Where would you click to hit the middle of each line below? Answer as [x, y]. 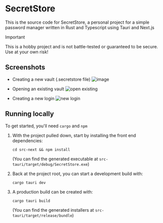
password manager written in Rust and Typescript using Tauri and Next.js [80, 27]
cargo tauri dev [29, 183]
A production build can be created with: [52, 192]
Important [15, 37]
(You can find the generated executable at [55, 159]
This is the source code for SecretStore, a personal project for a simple [77, 22]
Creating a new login [33, 98]
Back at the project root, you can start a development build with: [78, 174]
